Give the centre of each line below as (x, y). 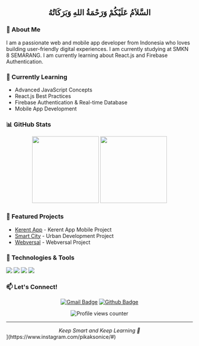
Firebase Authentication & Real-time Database (71, 102)
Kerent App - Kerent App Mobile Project (63, 229)
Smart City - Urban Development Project (64, 236)
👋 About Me (23, 30)
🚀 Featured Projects (35, 217)
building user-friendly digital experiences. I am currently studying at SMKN (97, 49)
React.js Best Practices (43, 96)
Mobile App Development (46, 109)
